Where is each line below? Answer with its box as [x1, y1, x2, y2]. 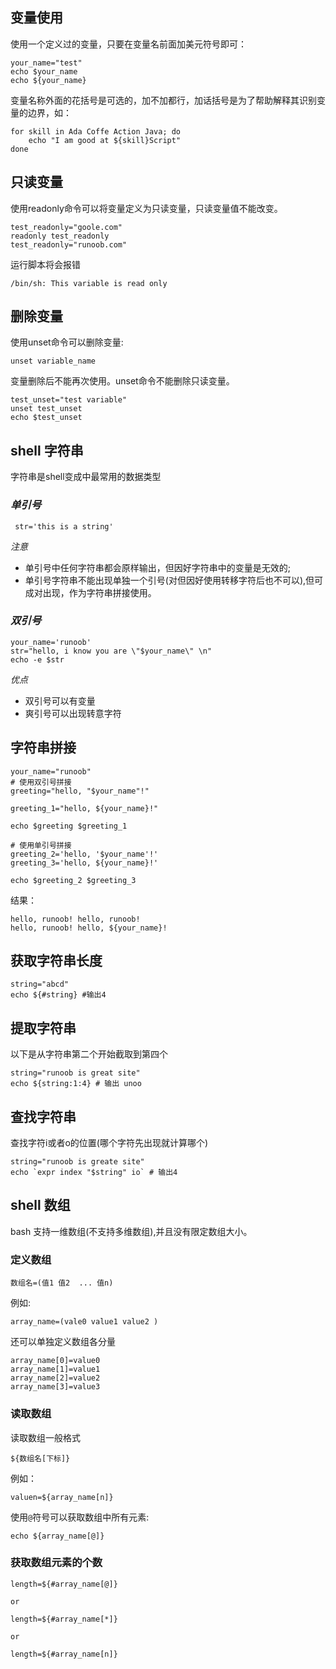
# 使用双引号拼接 [10, 777, 72, 787]
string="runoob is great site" [10, 1068, 141, 1078]
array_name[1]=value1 [10, 1364, 101, 1375]
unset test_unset [10, 404, 83, 414]
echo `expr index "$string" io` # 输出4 [10, 1168, 178, 1178]
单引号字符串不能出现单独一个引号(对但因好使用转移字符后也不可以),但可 [24, 574, 324, 586]
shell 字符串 [10, 442, 84, 459]
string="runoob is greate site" [10, 1157, 145, 1167]
